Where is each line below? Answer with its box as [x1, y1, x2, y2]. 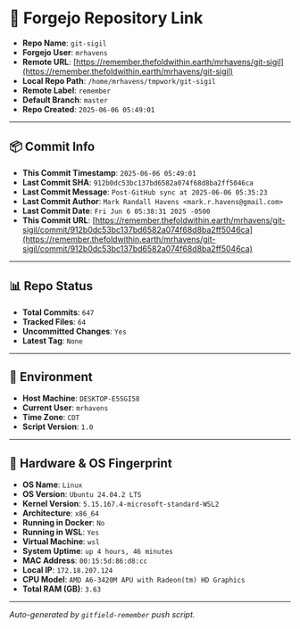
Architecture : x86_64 [21, 508, 100, 518]
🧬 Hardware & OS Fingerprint [9, 455, 172, 471]
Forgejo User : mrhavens [21, 46, 108, 57]
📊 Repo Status [9, 278, 94, 294]
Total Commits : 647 [21, 307, 95, 318]
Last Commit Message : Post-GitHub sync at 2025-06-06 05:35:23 [21, 186, 268, 197]
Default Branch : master [21, 94, 109, 105]
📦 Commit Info [9, 139, 96, 154]
